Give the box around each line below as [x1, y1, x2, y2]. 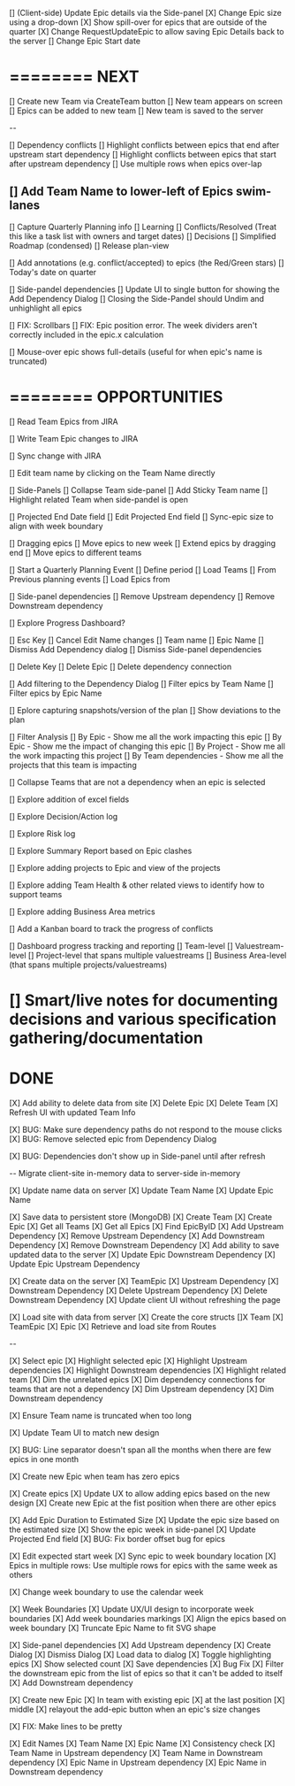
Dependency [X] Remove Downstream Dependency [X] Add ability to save [9, 1239, 280, 1251]
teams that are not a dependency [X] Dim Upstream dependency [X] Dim [9, 1383, 275, 1394]
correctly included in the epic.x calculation [9, 329, 164, 340]
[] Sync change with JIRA [9, 450, 102, 461]
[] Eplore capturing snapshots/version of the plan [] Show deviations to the [9, 704, 281, 715]
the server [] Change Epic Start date [9, 35, 141, 46]
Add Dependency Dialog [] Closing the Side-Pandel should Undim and [9, 293, 265, 304]
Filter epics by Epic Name [9, 688, 102, 698]
